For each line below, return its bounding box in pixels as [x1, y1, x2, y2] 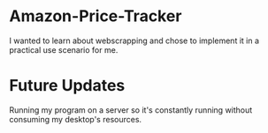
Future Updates [9, 76, 126, 96]
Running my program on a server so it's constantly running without [9, 104, 253, 115]
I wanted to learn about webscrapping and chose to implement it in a [9, 35, 259, 46]
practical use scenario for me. [9, 44, 119, 55]
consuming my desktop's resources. [9, 114, 142, 124]
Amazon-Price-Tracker [9, 6, 182, 26]
